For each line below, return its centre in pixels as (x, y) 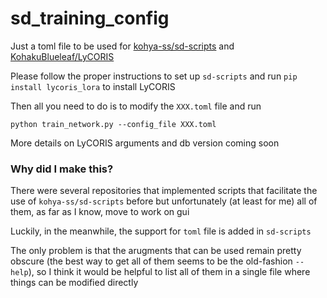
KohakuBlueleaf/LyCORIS (62, 56)
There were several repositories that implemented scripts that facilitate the (164, 191)
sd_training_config (90, 18)
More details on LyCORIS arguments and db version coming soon (145, 143)
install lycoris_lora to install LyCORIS (93, 86)
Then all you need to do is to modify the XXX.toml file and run (136, 106)
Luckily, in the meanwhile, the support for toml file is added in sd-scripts (161, 231)
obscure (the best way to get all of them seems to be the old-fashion (151, 261)
